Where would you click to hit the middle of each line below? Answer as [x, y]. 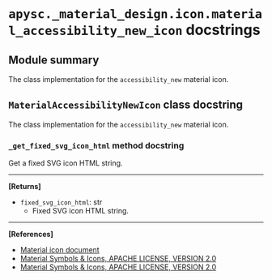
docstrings [223, 30]
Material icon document [59, 250]
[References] [31, 235]
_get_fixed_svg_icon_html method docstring [96, 145]
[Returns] [25, 187]
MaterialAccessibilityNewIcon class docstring [126, 105]
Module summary [54, 60]
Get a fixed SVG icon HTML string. [66, 163]
